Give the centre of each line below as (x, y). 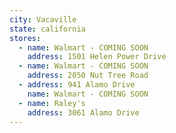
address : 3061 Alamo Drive (83, 112)
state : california (47, 29)
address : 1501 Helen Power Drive (97, 57)
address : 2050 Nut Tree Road (88, 76)
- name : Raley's (52, 103)
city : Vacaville (43, 19)
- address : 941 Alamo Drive (77, 85)
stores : (25, 38)
